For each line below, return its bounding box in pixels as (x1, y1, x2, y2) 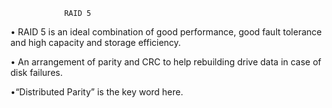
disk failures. (10, 67, 63, 78)
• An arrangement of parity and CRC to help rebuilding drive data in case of (10, 56, 322, 68)
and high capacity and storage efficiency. (10, 37, 182, 48)
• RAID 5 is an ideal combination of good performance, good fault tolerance (10, 26, 322, 38)
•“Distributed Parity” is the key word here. (10, 86, 184, 98)
